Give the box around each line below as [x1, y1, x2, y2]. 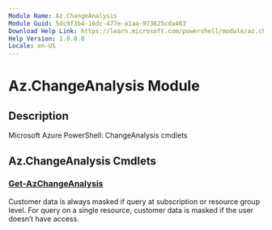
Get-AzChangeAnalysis [8, 178, 104, 190]
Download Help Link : [8, 27, 79, 35]
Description [8, 109, 69, 122]
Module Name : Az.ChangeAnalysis [8, 11, 117, 20]
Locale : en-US [8, 42, 57, 50]
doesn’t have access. [8, 214, 79, 224]
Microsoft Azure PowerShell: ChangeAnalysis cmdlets [8, 130, 188, 140]
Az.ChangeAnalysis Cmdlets [8, 154, 156, 168]
